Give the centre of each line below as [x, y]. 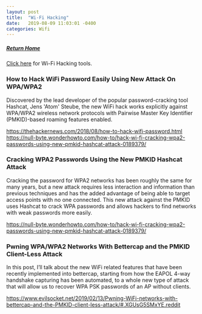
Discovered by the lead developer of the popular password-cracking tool [97, 100]
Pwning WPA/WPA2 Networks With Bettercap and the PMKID [98, 246]
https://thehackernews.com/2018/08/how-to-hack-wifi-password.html [94, 131]
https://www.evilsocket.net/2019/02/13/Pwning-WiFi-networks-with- [92, 298]
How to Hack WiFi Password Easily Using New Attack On [91, 79]
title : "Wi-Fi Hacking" [38, 18]
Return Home [23, 48]
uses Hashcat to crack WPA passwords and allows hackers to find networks [101, 206]
